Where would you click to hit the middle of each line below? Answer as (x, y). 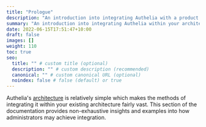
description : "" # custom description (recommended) (81, 69)
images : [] (20, 40)
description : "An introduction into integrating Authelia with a (91, 18)
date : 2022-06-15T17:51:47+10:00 (49, 29)
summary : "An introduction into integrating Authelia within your (93, 23)
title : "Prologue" (30, 12)
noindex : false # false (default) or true (67, 80)
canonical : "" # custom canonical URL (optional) (76, 75)
